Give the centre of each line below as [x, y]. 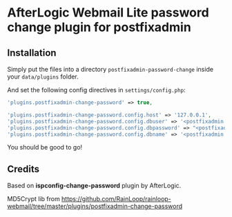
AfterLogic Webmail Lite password [108, 13]
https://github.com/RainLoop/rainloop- [116, 199]
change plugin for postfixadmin [99, 27]
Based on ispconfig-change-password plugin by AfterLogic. [94, 186]
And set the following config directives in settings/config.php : [96, 90]
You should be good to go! [45, 147]
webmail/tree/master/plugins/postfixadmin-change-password [95, 206]
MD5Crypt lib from [33, 199]
